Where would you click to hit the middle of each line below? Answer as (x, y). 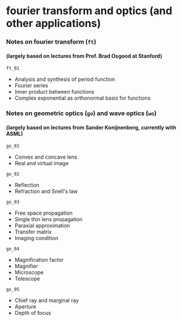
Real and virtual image (41, 163)
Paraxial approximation (42, 226)
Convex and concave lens (46, 157)
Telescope (27, 279)
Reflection (27, 185)
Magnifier (26, 266)
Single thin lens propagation (48, 219)
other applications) (54, 23)
